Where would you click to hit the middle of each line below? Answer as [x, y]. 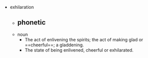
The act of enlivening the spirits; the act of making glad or [84, 39]
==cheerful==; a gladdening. [54, 45]
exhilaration [22, 7]
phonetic [32, 22]
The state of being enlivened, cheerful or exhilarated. [79, 50]
